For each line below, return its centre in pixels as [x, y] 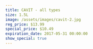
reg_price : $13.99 [25, 24]
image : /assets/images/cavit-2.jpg [43, 19]
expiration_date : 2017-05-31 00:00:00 [46, 34]
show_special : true [26, 39]
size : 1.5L [17, 15]
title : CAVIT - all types [33, 10]
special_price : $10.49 [29, 29]
